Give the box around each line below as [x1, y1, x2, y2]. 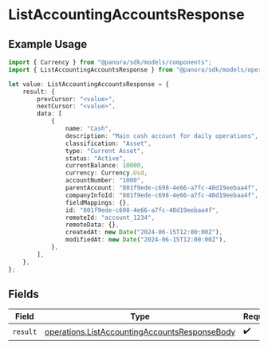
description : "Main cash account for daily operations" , [65, 131, 259, 140]
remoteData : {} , [65, 221, 120, 229]
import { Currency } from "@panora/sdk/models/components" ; [8, 58, 213, 66]
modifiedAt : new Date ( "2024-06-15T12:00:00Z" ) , [65, 236, 227, 244]
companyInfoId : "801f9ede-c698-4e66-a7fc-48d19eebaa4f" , [65, 191, 259, 199]
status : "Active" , [65, 154, 127, 163]
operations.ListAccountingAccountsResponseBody [45, 326, 236, 337]
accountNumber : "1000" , [65, 177, 145, 185]
